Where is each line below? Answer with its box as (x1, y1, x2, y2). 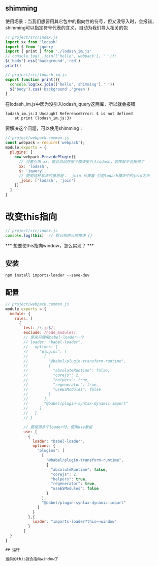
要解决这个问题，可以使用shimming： (5, 125, 84, 131)
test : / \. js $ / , (23, 325, 56, 330)
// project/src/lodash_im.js (5, 72, 67, 77)
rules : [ (14, 316, 33, 321)
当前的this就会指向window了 (5, 556, 58, 561)
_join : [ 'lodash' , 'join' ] (18, 178, 76, 183)
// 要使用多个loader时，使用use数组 (23, 425, 92, 430)
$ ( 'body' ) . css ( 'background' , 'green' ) (10, 87, 90, 92)
